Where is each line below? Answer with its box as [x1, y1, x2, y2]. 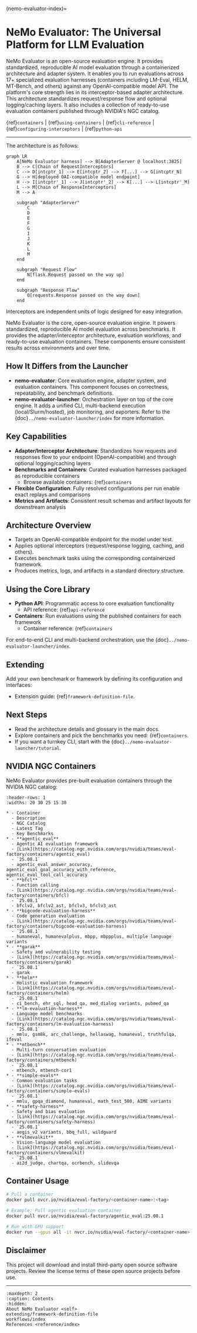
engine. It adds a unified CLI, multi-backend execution [14, 402, 145, 409]
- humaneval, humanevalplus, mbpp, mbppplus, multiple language [11, 934, 172, 939]
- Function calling [11, 882, 59, 888]
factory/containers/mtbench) [6, 1057, 77, 1063]
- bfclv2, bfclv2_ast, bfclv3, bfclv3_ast [11, 902, 117, 908]
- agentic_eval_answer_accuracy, [11, 861, 93, 867]
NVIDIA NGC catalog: [6, 783, 57, 790]
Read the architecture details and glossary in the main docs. [14, 725, 160, 732]
